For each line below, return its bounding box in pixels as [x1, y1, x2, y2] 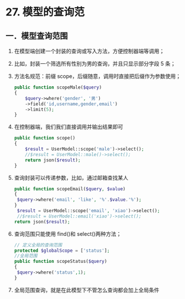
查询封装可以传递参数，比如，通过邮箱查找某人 [14, 174, 128, 181]
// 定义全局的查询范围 [14, 242, 63, 248]
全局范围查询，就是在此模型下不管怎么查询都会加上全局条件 [14, 286, 160, 293]
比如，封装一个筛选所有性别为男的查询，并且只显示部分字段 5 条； [14, 60, 176, 67]
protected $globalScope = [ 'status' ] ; [14, 248, 110, 253]
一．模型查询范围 [5, 31, 68, 41]
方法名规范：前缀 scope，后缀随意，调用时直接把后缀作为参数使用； [14, 73, 181, 80]
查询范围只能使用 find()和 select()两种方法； [14, 230, 122, 237]
